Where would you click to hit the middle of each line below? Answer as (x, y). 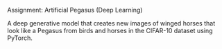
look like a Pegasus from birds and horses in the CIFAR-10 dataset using (110, 31)
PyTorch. (20, 38)
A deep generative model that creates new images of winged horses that (111, 23)
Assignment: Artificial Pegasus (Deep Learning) (75, 10)
